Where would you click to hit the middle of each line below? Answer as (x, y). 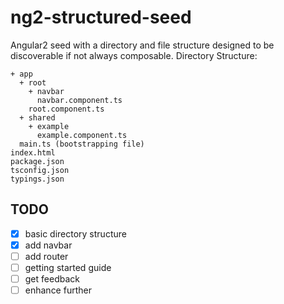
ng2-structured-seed (101, 17)
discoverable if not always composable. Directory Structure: (134, 55)
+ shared (37, 117)
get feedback (52, 279)
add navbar (48, 245)
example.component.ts (82, 135)
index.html (33, 152)
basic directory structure (75, 233)
